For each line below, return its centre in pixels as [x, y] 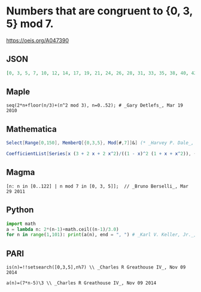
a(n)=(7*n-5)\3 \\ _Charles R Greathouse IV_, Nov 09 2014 [81, 283]
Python [20, 210]
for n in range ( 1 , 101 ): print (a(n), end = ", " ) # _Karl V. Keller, [93, 235]
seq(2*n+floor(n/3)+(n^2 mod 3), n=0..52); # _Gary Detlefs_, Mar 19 [95, 106]
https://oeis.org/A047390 [38, 40]
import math [21, 224]
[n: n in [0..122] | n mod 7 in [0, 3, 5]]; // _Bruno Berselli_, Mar [97, 186]
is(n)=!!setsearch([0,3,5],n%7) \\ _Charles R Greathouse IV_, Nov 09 [96, 267]
